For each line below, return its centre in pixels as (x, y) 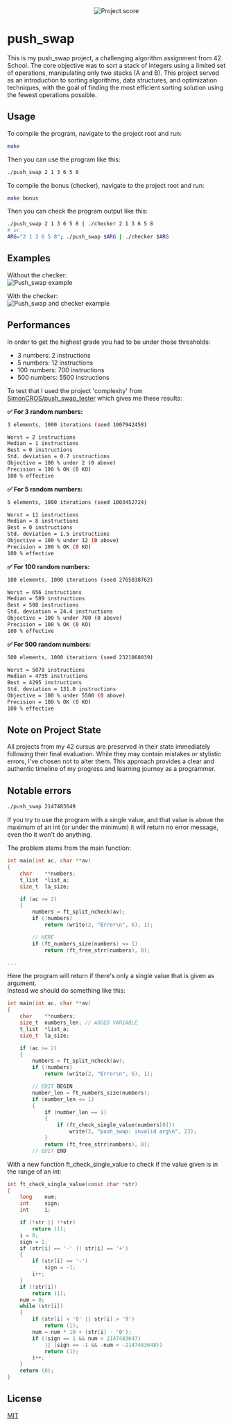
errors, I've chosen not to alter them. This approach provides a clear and (111, 761)
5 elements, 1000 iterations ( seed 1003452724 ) (77, 502)
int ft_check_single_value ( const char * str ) (72, 1184)
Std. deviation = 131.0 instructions (62, 689)
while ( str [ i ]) (42, 1306)
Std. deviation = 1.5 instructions (59, 534)
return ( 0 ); (37, 1371)
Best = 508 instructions (43, 605)
